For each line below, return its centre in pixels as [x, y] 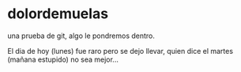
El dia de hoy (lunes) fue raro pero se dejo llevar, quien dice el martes [120, 51]
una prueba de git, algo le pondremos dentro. [81, 36]
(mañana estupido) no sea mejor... [63, 59]
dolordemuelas [58, 14]
